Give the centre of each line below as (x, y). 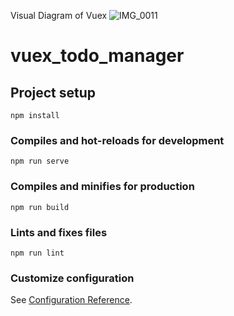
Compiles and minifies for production (102, 187)
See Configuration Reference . (71, 300)
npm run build (40, 207)
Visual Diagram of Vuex (59, 15)
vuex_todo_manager (97, 56)
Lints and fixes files (59, 232)
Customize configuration (72, 278)
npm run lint (37, 253)
